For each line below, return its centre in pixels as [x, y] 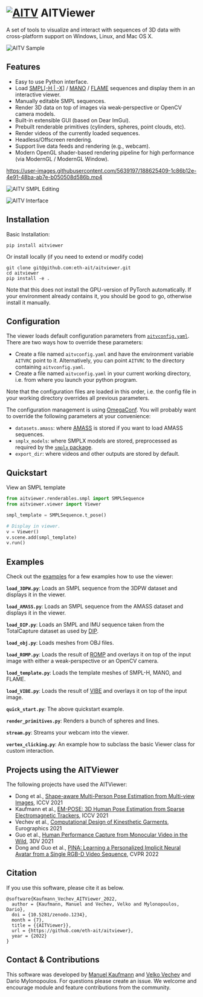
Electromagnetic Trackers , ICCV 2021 [62, 815]
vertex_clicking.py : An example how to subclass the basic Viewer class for [101, 744]
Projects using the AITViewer [63, 770]
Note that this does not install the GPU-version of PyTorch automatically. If [99, 289]
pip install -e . [28, 278]
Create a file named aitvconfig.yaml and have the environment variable [105, 354]
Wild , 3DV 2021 [34, 841]
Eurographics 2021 [38, 828]
